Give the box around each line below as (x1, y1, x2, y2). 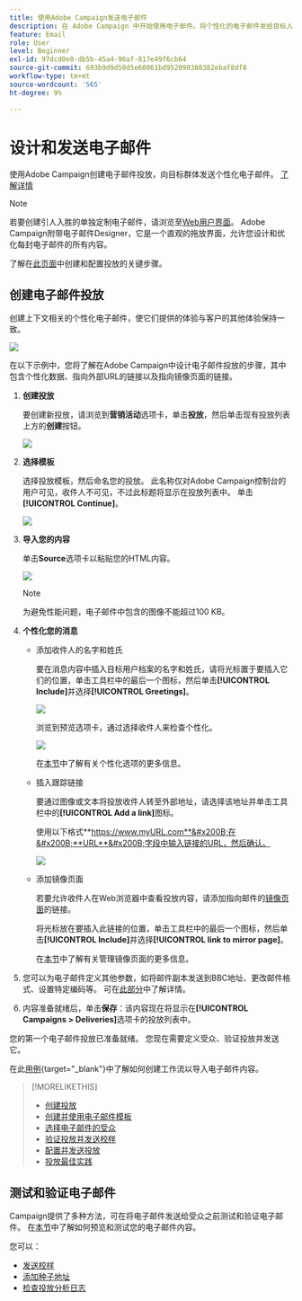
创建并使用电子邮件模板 (44, 1111, 132, 1122)
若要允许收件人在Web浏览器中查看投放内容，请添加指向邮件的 (35, 893, 266, 904)
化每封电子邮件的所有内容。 (9, 239, 112, 250)
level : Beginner (9, 47, 70, 56)
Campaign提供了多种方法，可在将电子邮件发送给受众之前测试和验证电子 (9, 1210, 276, 1222)
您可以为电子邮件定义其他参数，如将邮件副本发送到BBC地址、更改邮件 (22, 972, 283, 984)
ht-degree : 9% (9, 88, 63, 97)
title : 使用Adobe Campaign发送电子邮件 (9, 13, 148, 22)
